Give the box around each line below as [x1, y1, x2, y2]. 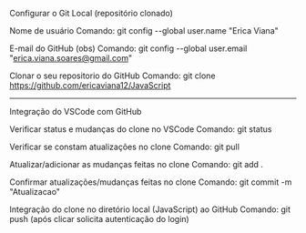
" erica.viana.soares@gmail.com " [9, 53, 133, 63]
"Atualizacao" [9, 187, 61, 197]
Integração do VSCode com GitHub [9, 106, 142, 116]
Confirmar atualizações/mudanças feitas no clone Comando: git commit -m [9, 177, 292, 187]
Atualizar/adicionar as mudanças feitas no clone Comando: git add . [9, 159, 264, 169]
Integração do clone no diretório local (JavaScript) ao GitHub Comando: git [9, 204, 291, 215]
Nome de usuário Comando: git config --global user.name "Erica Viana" [9, 25, 280, 35]
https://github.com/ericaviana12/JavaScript [9, 80, 171, 90]
